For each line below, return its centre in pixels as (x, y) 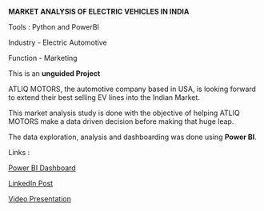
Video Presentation (40, 199)
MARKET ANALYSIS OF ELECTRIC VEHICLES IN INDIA (99, 12)
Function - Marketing (43, 58)
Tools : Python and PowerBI (54, 27)
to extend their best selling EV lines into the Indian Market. (104, 98)
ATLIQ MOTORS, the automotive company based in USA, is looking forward (132, 89)
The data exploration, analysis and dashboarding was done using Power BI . (133, 137)
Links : (19, 152)
